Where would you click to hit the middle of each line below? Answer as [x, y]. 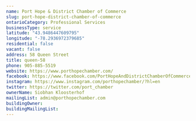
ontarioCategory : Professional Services [56, 22]
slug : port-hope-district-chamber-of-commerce [64, 17]
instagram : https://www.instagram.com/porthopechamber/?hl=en [83, 82]
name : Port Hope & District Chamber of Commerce [66, 11]
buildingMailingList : [32, 109]
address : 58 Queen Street [37, 55]
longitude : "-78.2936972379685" [45, 38]
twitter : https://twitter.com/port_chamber [60, 87]
